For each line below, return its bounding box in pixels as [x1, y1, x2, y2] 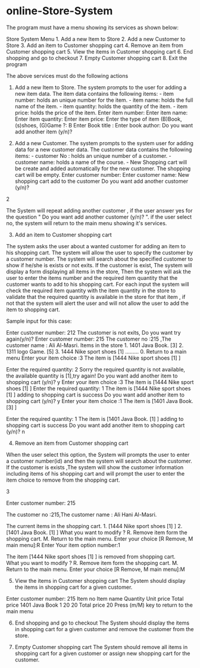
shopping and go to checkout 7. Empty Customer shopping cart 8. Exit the [6, 54, 187, 61]
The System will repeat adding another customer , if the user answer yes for [6, 207, 193, 214]
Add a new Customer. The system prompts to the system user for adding [14, 139, 193, 146]
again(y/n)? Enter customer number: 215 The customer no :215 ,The [6, 335, 171, 342]
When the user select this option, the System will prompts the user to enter [6, 451, 190, 458]
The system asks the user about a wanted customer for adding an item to [6, 242, 186, 249]
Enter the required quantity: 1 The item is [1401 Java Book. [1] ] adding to [6, 415, 184, 422]
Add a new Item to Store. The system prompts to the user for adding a [14, 83, 187, 90]
